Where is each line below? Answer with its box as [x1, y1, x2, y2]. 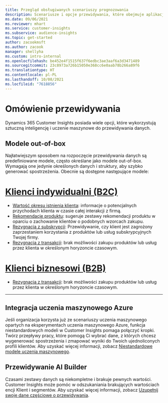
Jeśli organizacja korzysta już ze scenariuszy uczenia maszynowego [5, 317, 147, 323]
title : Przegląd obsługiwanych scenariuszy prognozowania [5, 7, 128, 12]
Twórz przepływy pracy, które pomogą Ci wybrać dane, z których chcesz [5, 333, 156, 339]
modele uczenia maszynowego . [5, 349, 71, 355]
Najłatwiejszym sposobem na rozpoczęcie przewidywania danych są [5, 153, 147, 159]
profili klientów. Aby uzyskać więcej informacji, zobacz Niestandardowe [5, 343, 153, 350]
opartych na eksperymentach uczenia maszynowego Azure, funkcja [5, 322, 146, 328]
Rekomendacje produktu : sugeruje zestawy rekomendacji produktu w [12, 213, 156, 219]
